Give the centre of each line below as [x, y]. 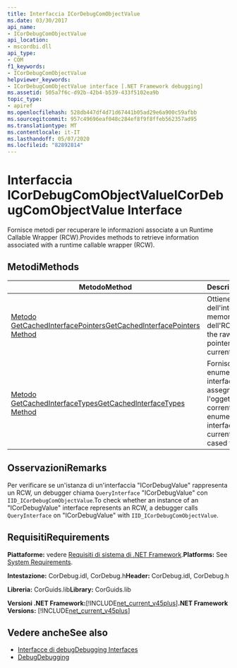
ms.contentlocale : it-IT [44, 132]
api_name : [22, 27]
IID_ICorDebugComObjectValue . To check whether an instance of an [103, 500]
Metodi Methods [43, 267]
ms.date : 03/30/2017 [38, 20]
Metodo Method [105, 287]
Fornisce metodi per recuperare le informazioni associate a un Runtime [110, 230]
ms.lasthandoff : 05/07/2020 [49, 139]
